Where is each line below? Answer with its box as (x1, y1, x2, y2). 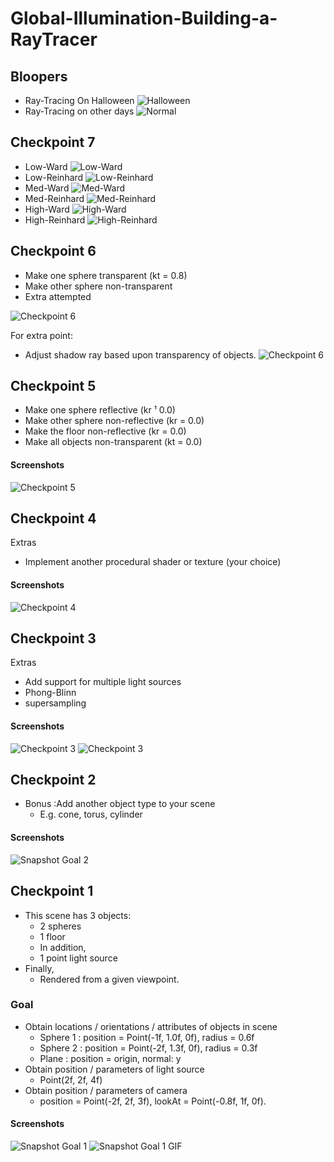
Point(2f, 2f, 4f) (39, 1073, 103, 1086)
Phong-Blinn (24, 687, 77, 699)
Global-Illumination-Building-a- (10, 7, 278, 30)
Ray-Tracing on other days (24, 105, 135, 117)
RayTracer (10, 28, 98, 51)
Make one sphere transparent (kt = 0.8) (24, 269, 188, 281)
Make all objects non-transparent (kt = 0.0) (24, 436, 203, 448)
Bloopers (10, 68, 68, 85)
